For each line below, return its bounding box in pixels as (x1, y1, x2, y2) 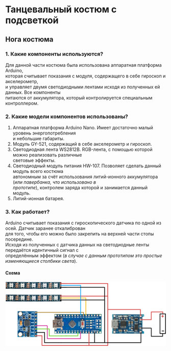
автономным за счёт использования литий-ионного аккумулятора (12, 173, 158, 180)
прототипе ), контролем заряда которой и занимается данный (12, 185, 148, 191)
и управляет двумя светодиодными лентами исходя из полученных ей (5, 84, 160, 90)
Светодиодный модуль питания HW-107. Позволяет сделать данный (12, 163, 162, 169)
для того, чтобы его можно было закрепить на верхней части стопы (5, 231, 154, 237)
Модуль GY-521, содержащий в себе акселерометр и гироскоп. (12, 141, 152, 147)
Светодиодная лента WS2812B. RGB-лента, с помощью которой (12, 146, 153, 152)
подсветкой (5, 14, 59, 26)
